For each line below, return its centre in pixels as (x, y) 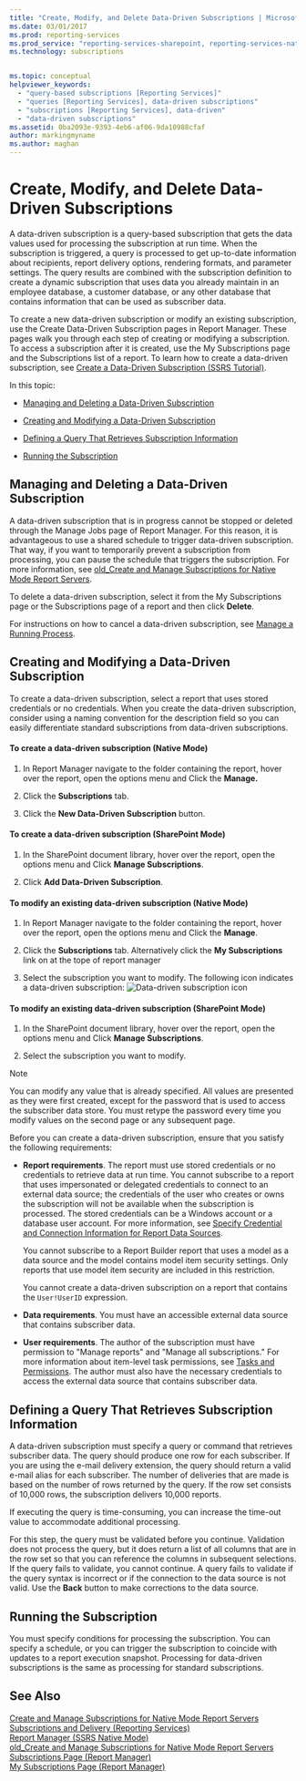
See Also (35, 1696)
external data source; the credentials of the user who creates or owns (153, 1194)
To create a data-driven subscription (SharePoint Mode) (117, 834)
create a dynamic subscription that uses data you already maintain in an (144, 282)
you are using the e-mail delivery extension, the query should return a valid (150, 1466)
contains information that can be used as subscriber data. (118, 301)
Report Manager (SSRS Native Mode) (79, 1737)
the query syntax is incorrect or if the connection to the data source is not (148, 1579)
